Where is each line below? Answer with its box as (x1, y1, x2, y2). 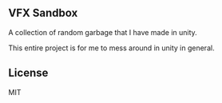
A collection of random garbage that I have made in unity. (8, 27, 197, 37)
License (8, 66, 49, 80)
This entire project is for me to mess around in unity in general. (8, 43, 215, 53)
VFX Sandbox (8, 6, 78, 20)
